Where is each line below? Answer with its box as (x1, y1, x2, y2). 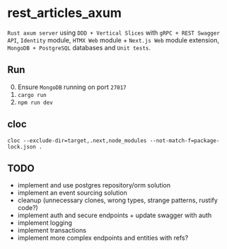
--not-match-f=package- (149, 137, 220, 144)
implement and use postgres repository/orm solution (17, 181, 171, 190)
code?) (17, 204, 39, 212)
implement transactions (17, 226, 87, 235)
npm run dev (17, 99, 53, 106)
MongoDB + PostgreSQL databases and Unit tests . (7, 43, 151, 52)
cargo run (17, 91, 47, 98)
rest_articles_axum (7, 5, 122, 21)
